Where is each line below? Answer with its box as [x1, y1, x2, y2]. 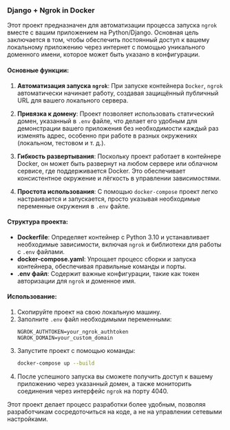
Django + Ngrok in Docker [7, 6, 95, 15]
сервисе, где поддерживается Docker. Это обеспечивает [17, 166, 186, 175]
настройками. [7, 415, 48, 423]
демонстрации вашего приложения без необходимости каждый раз [17, 124, 219, 132]
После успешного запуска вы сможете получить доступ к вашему [17, 372, 213, 380]
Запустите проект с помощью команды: [17, 346, 136, 354]
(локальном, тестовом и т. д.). [17, 138, 106, 147]
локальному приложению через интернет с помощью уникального [7, 43, 205, 52]
